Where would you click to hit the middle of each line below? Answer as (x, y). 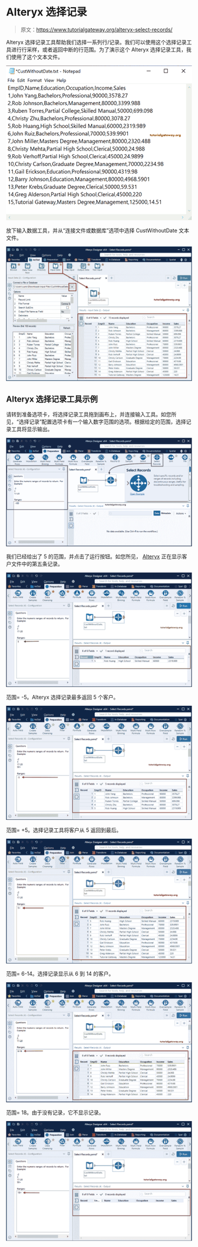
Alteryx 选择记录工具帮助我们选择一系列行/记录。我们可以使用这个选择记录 (96, 42)
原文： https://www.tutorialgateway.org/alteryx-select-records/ (96, 30)
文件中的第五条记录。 (37, 564)
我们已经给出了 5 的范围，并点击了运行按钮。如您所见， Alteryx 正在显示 (94, 556)
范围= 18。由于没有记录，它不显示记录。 (55, 1112)
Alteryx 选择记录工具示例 (52, 399)
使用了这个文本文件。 (37, 57)
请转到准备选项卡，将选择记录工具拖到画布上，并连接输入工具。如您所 (91, 415)
